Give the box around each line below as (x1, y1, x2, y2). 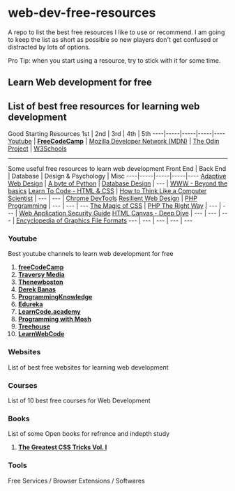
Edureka (17, 300, 43, 308)
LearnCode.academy (17, 308, 81, 316)
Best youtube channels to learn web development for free (8, 250, 174, 258)
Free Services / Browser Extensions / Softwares (8, 476, 145, 485)
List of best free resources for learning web (8, 100, 200, 112)
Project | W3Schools (8, 144, 67, 153)
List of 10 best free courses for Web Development (8, 396, 151, 405)
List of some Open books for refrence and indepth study (8, 430, 170, 438)
